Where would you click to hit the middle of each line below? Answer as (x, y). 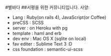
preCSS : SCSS (28, 22)
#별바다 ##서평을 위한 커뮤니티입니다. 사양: (47, 7)
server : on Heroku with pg (40, 28)
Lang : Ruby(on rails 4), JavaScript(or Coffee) (59, 17)
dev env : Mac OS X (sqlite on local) (49, 38)
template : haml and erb (37, 33)
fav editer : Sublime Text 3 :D (42, 44)
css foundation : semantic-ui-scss (47, 49)
